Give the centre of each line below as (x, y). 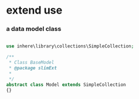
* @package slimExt (33, 68)
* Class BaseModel (31, 63)
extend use (34, 10)
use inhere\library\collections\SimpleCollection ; (70, 46)
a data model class (34, 29)
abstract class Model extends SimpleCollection (66, 84)
